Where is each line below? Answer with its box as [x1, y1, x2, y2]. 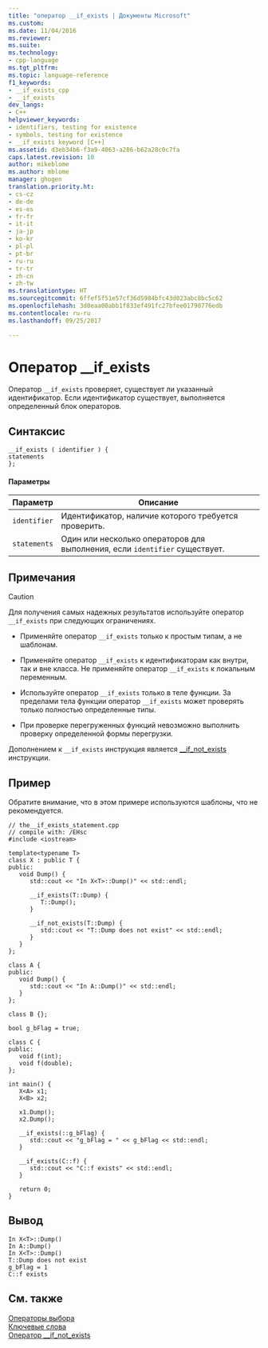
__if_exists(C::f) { [18, 1158, 88, 1166]
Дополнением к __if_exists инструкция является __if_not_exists [8, 745, 227, 754]
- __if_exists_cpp [8, 86, 69, 94]
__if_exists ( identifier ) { [8, 446, 109, 454]
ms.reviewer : [8, 34, 52, 42]
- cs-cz [8, 190, 34, 198]
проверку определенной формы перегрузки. [19, 729, 174, 738]
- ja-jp [8, 227, 34, 236]
